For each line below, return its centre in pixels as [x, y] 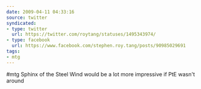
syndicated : [21, 23]
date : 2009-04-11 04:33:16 [40, 12]
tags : [13, 51]
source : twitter [27, 18]
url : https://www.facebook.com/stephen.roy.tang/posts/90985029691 [99, 46]
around [15, 81]
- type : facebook [28, 40]
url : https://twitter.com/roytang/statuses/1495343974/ [84, 35]
